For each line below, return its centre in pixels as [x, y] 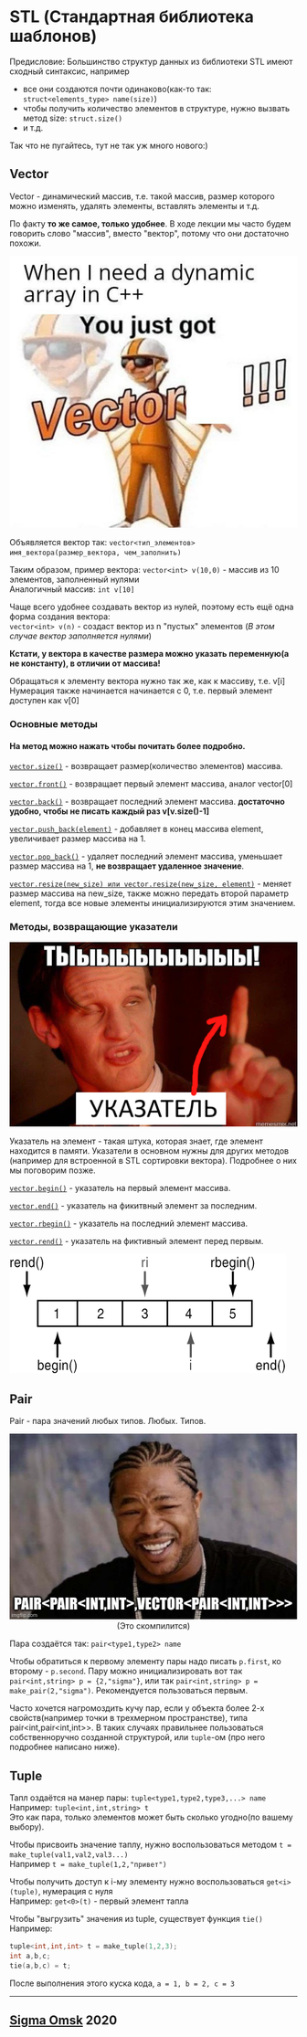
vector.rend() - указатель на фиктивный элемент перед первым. [137, 1241]
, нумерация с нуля [75, 1892]
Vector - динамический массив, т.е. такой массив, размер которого [143, 196]
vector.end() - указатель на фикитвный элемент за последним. [133, 1206]
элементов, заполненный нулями [74, 580]
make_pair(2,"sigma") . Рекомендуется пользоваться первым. [129, 1691]
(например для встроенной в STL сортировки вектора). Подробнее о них [153, 1161]
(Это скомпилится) [153, 1626]
